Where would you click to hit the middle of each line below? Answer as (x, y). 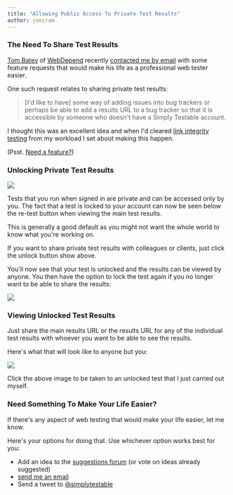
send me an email (43, 476)
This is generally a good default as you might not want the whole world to (113, 227)
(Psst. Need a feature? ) (41, 152)
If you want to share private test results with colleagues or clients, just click (116, 248)
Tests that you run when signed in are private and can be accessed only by (116, 199)
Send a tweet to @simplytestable (65, 484)
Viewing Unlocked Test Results (61, 315)
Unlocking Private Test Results (61, 170)
